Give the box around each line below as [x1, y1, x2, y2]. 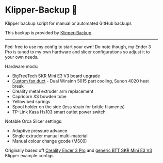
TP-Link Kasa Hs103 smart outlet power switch [12, 109, 106, 114]
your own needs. [5, 54, 39, 60]
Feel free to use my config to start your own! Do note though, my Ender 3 [5, 44, 151, 49]
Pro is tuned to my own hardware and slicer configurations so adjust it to [5, 49, 150, 55]
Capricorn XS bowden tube [12, 93, 67, 99]
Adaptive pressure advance [12, 128, 67, 133]
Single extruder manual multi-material [12, 133, 88, 139]
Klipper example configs [5, 152, 54, 158]
